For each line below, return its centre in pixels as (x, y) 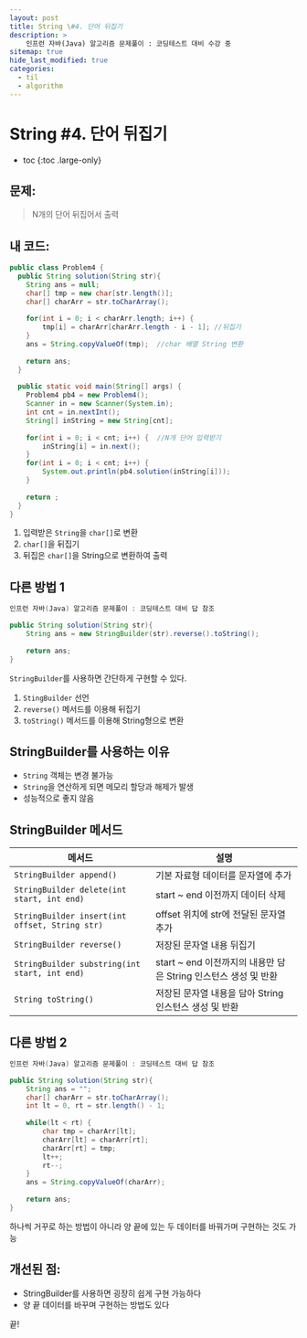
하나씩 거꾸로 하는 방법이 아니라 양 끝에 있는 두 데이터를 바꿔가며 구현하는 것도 (148, 1226)
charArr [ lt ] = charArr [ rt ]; (95, 1140)
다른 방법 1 (37, 587)
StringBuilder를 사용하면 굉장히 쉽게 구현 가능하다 (112, 1293)
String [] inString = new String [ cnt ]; (100, 420)
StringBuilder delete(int (70, 890)
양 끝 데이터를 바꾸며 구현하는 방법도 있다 (96, 1304)
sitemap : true (37, 52)
